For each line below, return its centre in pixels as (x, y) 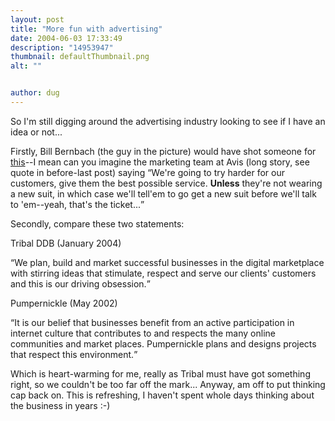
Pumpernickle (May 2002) (64, 303)
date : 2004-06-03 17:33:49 (66, 38)
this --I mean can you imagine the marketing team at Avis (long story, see (160, 162)
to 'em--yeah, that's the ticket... (76, 204)
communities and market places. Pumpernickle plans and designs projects (163, 343)
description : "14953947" (62, 47)
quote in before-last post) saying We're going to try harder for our (147, 172)
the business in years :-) (60, 405)
